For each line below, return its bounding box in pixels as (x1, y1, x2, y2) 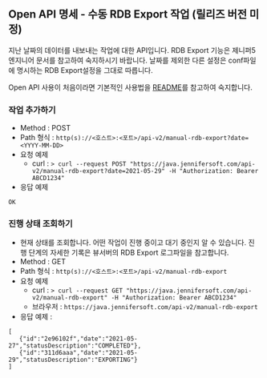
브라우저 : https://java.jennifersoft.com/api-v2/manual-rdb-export (31, 302, 258, 312)
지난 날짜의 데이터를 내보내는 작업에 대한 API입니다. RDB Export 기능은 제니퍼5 (8, 45, 257, 54)
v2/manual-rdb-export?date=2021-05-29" (31, 167, 166, 175)
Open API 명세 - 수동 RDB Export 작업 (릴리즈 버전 (8, 7, 247, 22)
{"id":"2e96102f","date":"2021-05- (18, 335, 138, 343)
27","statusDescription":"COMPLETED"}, (8, 342, 142, 350)
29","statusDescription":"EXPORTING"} (8, 356, 138, 364)
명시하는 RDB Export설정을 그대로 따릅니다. (16, 65, 154, 74)
